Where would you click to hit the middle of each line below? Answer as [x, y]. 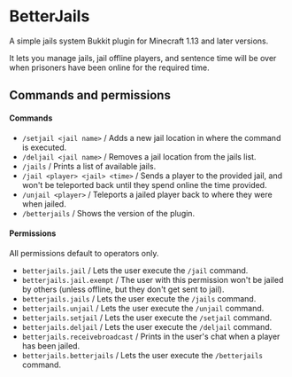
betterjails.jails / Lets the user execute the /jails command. [139, 298]
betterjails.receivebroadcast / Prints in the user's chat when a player [151, 336]
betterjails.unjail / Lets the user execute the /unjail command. [143, 308]
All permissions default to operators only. [84, 253]
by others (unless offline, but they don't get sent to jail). [123, 289]
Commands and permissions [90, 95]
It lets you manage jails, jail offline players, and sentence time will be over [143, 58]
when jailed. [44, 204]
